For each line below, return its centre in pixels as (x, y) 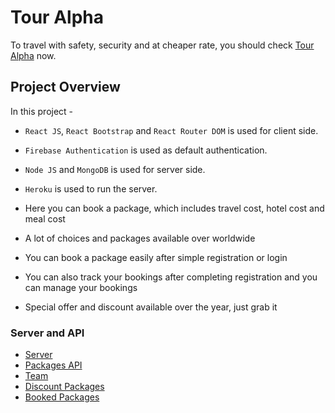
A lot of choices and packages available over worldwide (140, 238)
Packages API (53, 365)
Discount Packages (64, 387)
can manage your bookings (81, 287)
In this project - (42, 111)
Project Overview (65, 87)
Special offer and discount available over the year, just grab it (151, 307)
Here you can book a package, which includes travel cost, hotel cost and (174, 208)
